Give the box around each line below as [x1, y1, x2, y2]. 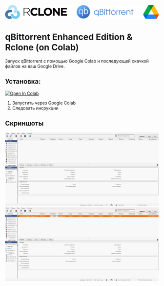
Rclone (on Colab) [5, 42, 79, 53]
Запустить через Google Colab [12, 100, 76, 106]
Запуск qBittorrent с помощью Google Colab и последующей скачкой [5, 58, 149, 64]
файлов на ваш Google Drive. [5, 63, 65, 69]
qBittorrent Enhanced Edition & [5, 31, 133, 43]
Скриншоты [5, 119, 44, 127]
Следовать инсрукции [12, 105, 59, 111]
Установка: [5, 77, 41, 86]
